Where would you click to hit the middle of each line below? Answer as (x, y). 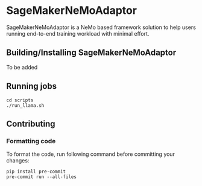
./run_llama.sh (25, 105)
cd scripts (20, 100)
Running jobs (32, 86)
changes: (18, 161)
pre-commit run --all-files (42, 177)
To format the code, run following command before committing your (90, 154)
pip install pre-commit (36, 172)
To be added (22, 67)
